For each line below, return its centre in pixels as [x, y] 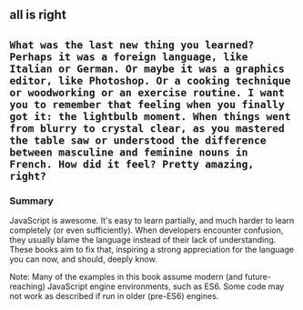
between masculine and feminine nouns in [129, 152]
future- [258, 277]
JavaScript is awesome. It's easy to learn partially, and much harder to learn [152, 221]
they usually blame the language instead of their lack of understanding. [143, 240]
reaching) [27, 286]
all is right [38, 15]
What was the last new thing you [105, 45]
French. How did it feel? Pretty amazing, [132, 164]
